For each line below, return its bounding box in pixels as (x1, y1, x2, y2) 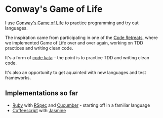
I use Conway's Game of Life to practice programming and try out (5, 20, 139, 26)
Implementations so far (5, 89, 78, 97)
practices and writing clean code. (5, 45, 73, 51)
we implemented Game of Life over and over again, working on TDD (5, 39, 143, 45)
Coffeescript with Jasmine (12, 107, 66, 113)
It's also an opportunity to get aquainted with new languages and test (5, 69, 146, 75)
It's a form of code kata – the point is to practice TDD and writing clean (5, 54, 150, 60)
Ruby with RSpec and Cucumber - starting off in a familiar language (12, 102, 150, 108)
